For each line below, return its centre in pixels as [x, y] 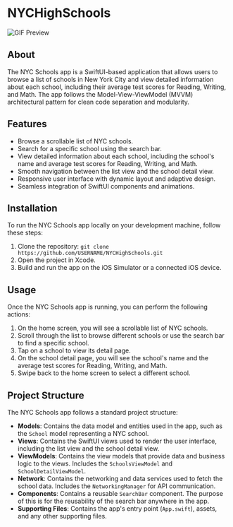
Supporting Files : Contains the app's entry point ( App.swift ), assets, [117, 509]
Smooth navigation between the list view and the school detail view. [116, 171]
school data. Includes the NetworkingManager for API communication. [116, 486]
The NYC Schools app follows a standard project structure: [93, 412]
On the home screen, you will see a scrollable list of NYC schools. [113, 328]
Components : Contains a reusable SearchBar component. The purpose [120, 493]
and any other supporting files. [62, 516]
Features [27, 124]
